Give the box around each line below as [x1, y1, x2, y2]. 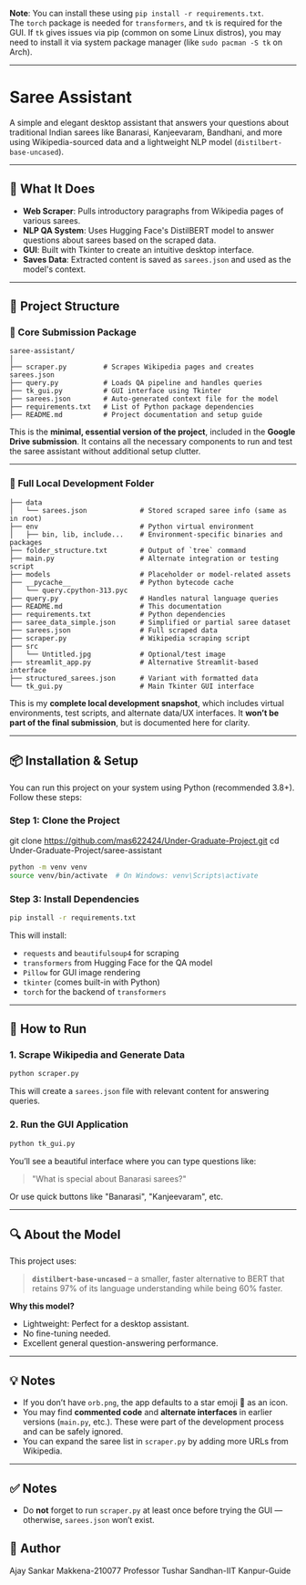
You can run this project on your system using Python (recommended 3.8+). [9, 782, 295, 793]
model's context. [22, 264, 87, 275]
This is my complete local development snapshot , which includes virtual [9, 697, 285, 708]
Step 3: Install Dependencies [9, 892, 139, 905]
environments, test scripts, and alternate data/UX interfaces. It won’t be [9, 707, 280, 718]
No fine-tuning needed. [22, 1328, 111, 1340]
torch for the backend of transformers [22, 985, 167, 997]
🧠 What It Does [9, 182, 96, 197]
